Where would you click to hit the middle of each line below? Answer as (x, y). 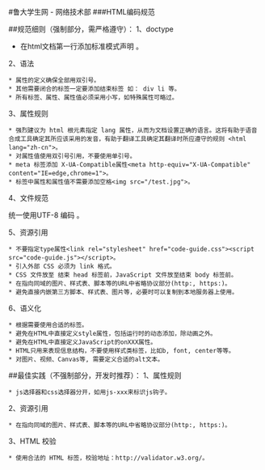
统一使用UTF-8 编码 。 (46, 215)
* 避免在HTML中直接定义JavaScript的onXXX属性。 (83, 342)
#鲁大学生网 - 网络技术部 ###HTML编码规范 (82, 12)
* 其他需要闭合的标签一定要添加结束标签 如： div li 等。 (95, 89)
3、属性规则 (28, 113)
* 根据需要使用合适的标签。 (48, 325)
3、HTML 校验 (32, 441)
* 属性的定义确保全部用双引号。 (54, 80)
